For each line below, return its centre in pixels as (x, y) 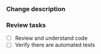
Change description (36, 9)
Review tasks (26, 25)
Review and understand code (51, 38)
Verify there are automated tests (55, 45)
